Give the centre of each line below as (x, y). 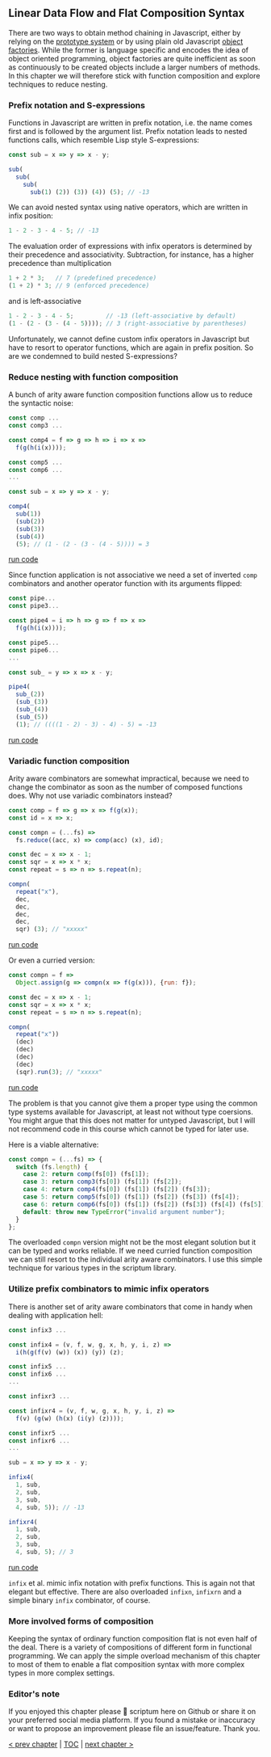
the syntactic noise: (41, 403)
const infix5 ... (38, 1367)
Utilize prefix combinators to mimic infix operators (109, 1289)
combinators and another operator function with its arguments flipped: (125, 584)
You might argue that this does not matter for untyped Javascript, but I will (132, 1120)
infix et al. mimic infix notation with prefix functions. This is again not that (132, 1582)
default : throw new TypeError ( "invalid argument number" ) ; (124, 1211)
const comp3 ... (35, 426)
